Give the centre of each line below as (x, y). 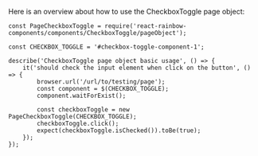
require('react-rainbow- (146, 26)
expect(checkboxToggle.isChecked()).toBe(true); (119, 131)
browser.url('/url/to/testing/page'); (101, 82)
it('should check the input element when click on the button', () (137, 68)
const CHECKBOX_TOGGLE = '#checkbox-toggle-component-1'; (106, 47)
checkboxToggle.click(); (78, 123)
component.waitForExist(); (82, 96)
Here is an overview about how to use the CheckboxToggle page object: (127, 12)
